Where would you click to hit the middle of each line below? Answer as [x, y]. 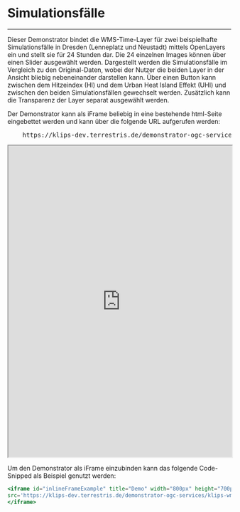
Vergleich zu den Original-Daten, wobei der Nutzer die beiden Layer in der [116, 70]
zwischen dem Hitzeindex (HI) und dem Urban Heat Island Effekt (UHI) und [117, 85]
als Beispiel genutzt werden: [75, 476]
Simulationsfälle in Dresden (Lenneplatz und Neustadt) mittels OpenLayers [116, 47]
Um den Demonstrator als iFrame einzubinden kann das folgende [103, 468]
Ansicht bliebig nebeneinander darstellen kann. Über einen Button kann [112, 77]
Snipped [20, 476]
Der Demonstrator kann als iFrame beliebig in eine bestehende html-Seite [115, 114]
